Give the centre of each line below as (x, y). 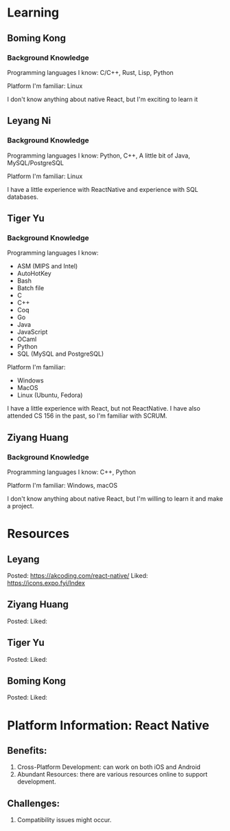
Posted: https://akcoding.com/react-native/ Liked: (78, 575)
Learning (33, 13)
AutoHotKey (34, 274)
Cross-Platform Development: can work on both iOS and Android (109, 767)
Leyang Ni (29, 121)
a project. (21, 506)
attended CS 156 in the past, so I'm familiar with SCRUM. (87, 416)
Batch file (31, 288)
